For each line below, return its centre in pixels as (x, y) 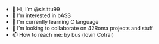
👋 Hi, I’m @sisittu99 (36, 9)
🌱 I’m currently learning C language (55, 22)
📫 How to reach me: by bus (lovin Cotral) (63, 35)
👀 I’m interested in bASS (41, 15)
